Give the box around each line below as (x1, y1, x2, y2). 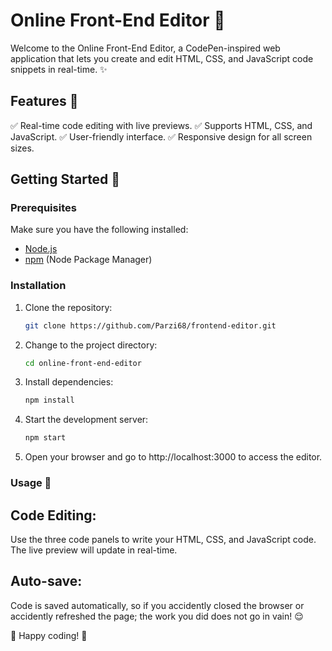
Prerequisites (10, 201, 77, 215)
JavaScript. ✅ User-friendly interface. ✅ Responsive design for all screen (10, 130, 313, 143)
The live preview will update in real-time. (10, 544, 178, 556)
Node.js (24, 243, 58, 255)
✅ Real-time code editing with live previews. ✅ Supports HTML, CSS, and (10, 119, 313, 131)
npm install (24, 395, 75, 406)
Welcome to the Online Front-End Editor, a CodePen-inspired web (10, 42, 281, 54)
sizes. (10, 142, 35, 154)
